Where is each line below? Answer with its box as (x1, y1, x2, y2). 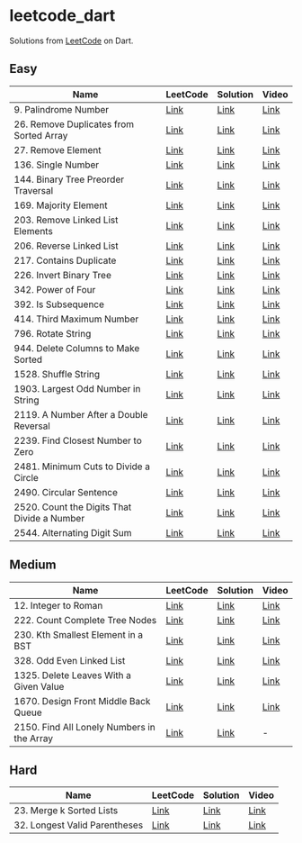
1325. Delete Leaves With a (13, 668, 132, 681)
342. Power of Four (13, 283, 96, 295)
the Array (13, 731, 54, 744)
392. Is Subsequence (13, 298, 105, 311)
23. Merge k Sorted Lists (13, 804, 119, 817)
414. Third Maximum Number (13, 313, 139, 325)
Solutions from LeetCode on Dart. (9, 35, 134, 46)
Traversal (13, 184, 54, 196)
